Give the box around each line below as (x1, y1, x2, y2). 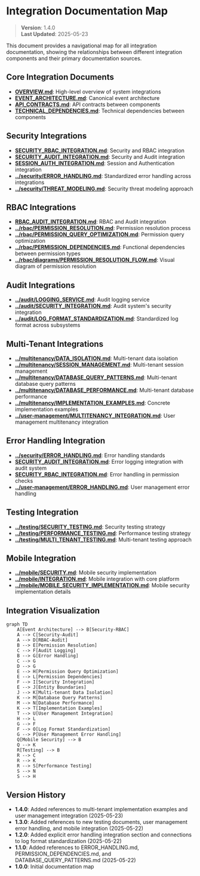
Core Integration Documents (6, 72, 115, 82)
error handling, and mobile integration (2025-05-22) (14, 825, 144, 832)
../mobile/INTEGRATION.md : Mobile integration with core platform (14, 575, 180, 582)
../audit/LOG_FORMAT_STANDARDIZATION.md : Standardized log (14, 315, 179, 322)
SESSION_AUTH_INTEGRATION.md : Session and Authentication (14, 159, 175, 167)
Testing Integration (6, 508, 79, 518)
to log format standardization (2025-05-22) (14, 838, 122, 845)
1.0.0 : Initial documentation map (14, 863, 94, 870)
